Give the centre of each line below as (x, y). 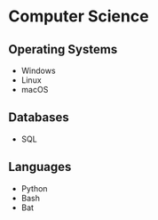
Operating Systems (63, 49)
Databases (39, 118)
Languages (40, 167)
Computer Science (79, 16)
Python (34, 188)
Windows (38, 70)
